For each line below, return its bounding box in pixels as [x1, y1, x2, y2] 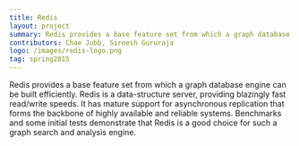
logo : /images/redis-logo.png [9, 47, 123, 56]
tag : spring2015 [9, 55, 70, 64]
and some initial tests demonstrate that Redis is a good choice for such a [9, 117, 278, 128]
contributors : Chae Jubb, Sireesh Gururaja [9, 38, 175, 47]
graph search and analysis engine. [9, 127, 137, 137]
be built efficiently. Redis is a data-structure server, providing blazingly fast [9, 89, 286, 99]
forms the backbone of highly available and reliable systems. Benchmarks [9, 108, 282, 118]
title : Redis [9, 13, 58, 22]
